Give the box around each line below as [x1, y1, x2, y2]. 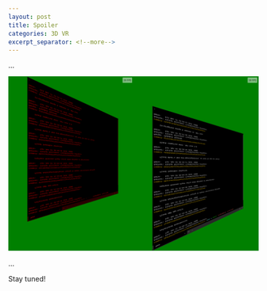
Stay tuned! [8, 274, 46, 283]
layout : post [8, 13, 52, 21]
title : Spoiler [8, 21, 59, 29]
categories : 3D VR [8, 29, 69, 37]
